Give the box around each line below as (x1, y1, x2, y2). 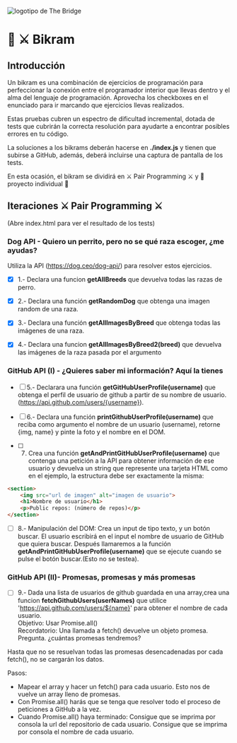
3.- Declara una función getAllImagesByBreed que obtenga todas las (17, 318, 221, 327)
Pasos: (7, 669, 28, 677)
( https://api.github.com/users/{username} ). (17, 398, 144, 406)
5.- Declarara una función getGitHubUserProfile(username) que (26, 383, 216, 391)
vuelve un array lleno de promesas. (17, 690, 121, 698)
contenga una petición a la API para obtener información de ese (28, 456, 214, 465)
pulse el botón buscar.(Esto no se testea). (17, 555, 139, 563)
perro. (17, 283, 36, 292)
